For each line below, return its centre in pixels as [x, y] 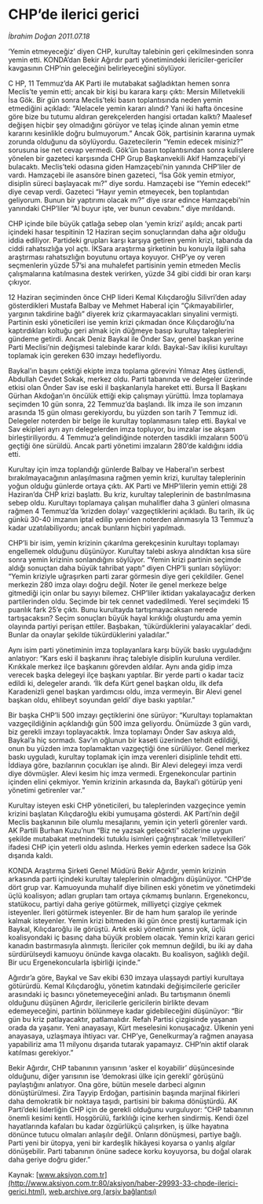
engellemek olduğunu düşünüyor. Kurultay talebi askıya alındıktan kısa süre [130, 551]
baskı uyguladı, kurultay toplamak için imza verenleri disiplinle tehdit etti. [125, 757]
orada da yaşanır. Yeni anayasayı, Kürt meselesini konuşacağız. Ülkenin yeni [131, 1027]
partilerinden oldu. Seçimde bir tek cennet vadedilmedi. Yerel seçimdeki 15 [129, 601]
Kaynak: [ [24, 1174]
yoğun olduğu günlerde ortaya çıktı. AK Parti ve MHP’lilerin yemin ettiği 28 [128, 486]
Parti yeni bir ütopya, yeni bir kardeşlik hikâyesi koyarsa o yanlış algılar [122, 1143]
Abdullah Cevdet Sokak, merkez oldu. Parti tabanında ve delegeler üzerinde [130, 379]
